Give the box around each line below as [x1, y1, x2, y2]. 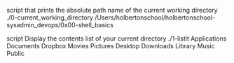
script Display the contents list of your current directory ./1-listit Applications [6, 34, 227, 43]
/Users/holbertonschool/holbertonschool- [95, 13, 215, 22]
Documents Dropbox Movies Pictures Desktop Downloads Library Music [6, 42, 215, 50]
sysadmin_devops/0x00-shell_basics [6, 21, 113, 29]
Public [6, 49, 25, 57]
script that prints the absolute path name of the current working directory [6, 6, 218, 14]
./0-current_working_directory [6, 13, 94, 22]
